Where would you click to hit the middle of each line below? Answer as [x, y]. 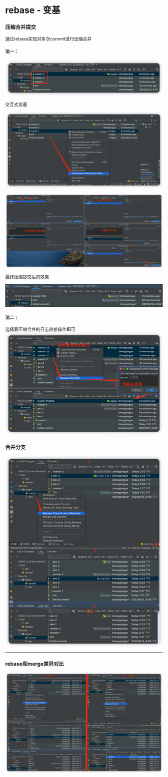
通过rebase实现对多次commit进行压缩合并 [48, 39]
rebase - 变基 [33, 10]
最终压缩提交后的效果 [27, 277]
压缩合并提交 [21, 27]
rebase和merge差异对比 [34, 664]
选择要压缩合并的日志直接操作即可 [40, 329]
